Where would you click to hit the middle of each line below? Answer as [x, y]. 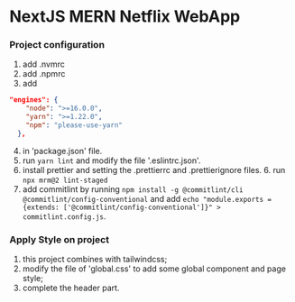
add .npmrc [44, 74]
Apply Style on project [60, 239]
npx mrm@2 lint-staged [65, 180]
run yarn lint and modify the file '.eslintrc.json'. [111, 160]
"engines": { [34, 100]
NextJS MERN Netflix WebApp [125, 17]
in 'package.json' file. [62, 151]
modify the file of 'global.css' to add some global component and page [154, 269]
